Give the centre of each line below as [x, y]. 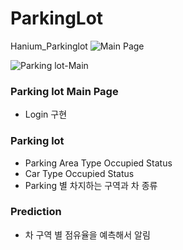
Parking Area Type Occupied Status [98, 163]
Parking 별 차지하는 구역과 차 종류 [91, 185]
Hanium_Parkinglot [49, 46]
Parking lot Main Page [64, 91]
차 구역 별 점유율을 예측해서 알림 [87, 234]
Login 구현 [46, 114]
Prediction [36, 212]
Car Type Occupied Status [79, 173]
